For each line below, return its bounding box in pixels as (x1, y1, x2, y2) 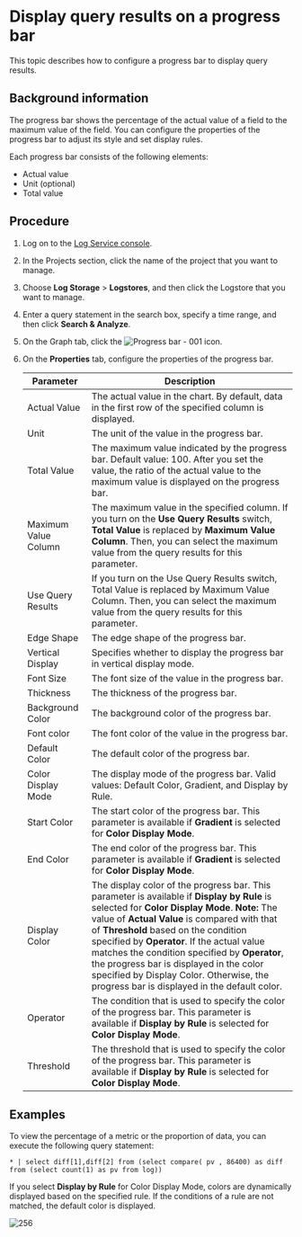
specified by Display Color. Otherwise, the (91, 968, 270, 981)
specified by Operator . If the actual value (91, 935, 265, 948)
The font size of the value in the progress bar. (91, 672, 284, 684)
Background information (9, 91, 149, 106)
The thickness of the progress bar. (91, 686, 237, 699)
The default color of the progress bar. (91, 747, 250, 760)
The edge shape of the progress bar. (91, 631, 247, 644)
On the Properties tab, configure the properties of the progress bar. (22, 353, 274, 364)
